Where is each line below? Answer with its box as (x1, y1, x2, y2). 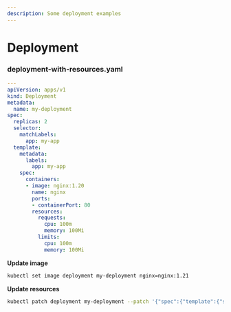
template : (13, 144, 41, 151)
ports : (32, 195, 51, 202)
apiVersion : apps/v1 (7, 86, 67, 93)
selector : (13, 125, 41, 132)
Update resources (7, 284, 60, 293)
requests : (37, 214, 67, 221)
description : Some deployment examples (7, 10, 122, 17)
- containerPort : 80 (32, 201, 91, 209)
